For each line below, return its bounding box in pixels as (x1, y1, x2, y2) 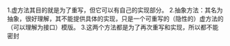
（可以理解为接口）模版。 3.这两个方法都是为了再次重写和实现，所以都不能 (7, 23, 219, 31)
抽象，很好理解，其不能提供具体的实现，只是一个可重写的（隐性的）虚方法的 (7, 14, 224, 23)
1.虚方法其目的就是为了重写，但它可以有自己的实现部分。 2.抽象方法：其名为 (7, 6, 223, 14)
